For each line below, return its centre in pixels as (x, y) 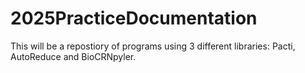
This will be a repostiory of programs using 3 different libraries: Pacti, (153, 46)
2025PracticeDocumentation (134, 18)
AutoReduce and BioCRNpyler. (73, 56)
